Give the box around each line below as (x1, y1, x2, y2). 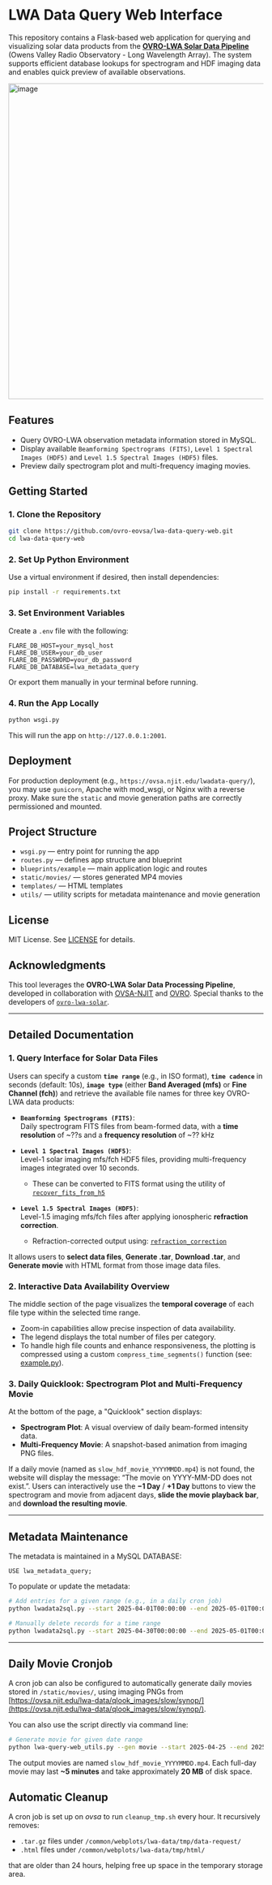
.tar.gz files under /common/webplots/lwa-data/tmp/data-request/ (19, 1836, 241, 1846)
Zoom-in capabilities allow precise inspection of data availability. (19, 1324, 236, 1334)
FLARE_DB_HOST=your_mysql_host (8, 642, 114, 650)
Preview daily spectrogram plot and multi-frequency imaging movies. (19, 460, 251, 470)
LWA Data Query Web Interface (8, 6, 223, 24)
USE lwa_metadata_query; (8, 1567, 92, 1576)
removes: (8, 1821, 40, 1831)
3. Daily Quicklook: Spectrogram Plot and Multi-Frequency (8, 1378, 243, 1390)
